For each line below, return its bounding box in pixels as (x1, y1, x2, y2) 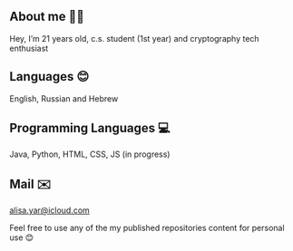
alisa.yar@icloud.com (9, 205, 91, 216)
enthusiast (9, 43, 49, 53)
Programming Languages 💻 (9, 121, 171, 136)
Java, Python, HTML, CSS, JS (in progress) (9, 149, 171, 159)
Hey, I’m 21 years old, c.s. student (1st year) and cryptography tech (9, 33, 260, 43)
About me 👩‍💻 (9, 9, 84, 24)
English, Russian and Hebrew (9, 92, 119, 104)
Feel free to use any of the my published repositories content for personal (9, 223, 285, 234)
